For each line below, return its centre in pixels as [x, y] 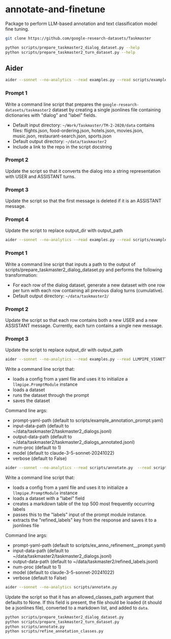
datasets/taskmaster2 [28, 110]
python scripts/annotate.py [35, 627]
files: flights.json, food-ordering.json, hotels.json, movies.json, [78, 130]
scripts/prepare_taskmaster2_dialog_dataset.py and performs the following [84, 270]
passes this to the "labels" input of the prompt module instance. [79, 514]
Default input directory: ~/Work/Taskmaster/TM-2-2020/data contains [83, 125]
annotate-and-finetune [55, 9]
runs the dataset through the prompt [51, 395]
